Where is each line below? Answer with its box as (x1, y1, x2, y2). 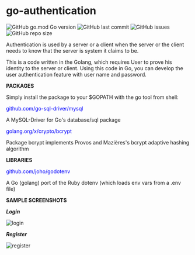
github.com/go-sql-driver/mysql (6, 105, 83, 112)
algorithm (6, 145, 29, 152)
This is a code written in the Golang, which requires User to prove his (6, 58, 172, 66)
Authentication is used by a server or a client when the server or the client (6, 41, 184, 48)
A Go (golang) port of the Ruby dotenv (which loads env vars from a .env (6, 179, 181, 186)
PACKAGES (6, 82, 34, 89)
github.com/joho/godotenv (6, 168, 71, 175)
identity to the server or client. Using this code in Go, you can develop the (6, 64, 184, 71)
